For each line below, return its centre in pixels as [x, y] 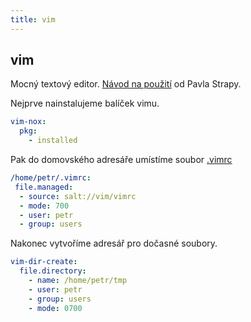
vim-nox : [28, 122]
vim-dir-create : [44, 262]
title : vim [33, 19]
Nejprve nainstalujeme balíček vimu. [85, 103]
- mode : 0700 [55, 308]
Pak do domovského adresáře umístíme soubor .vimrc [121, 160]
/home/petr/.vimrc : [51, 178]
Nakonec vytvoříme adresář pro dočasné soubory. [114, 243]
